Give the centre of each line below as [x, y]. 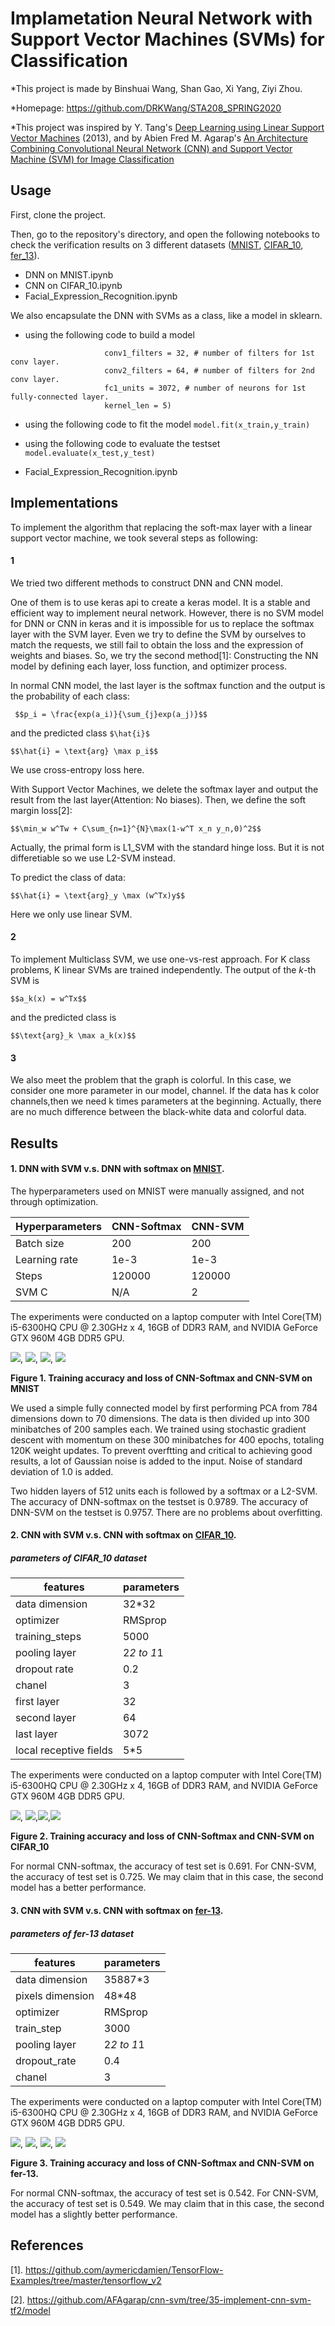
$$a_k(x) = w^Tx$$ [48, 998]
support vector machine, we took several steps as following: [134, 538]
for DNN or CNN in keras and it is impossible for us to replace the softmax [162, 623]
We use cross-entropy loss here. [77, 769]
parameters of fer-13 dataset [72, 1933]
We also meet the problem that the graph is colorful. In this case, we [151, 1080]
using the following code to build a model [109, 334]
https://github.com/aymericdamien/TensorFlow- [124, 2269]
